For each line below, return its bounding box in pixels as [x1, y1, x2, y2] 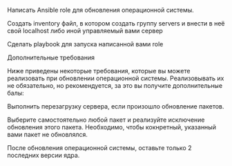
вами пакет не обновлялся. [7, 131, 88, 138]
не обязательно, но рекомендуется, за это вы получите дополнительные [7, 82, 223, 89]
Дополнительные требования [7, 53, 95, 62]
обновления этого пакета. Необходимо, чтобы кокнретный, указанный [7, 123, 216, 131]
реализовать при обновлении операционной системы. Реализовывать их [7, 74, 224, 82]
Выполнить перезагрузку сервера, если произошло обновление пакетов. [7, 102, 224, 110]
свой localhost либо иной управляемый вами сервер [7, 27, 164, 35]
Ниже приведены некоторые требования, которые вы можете [7, 67, 191, 75]
